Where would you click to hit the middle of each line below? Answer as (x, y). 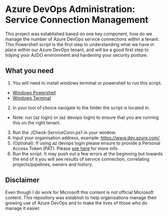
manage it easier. (23, 208)
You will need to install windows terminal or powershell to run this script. (87, 83)
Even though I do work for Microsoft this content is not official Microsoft (79, 192)
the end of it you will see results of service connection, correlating (81, 159)
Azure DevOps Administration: (70, 9)
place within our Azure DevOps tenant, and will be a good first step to (77, 50)
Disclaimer (22, 180)
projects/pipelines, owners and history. (53, 164)
